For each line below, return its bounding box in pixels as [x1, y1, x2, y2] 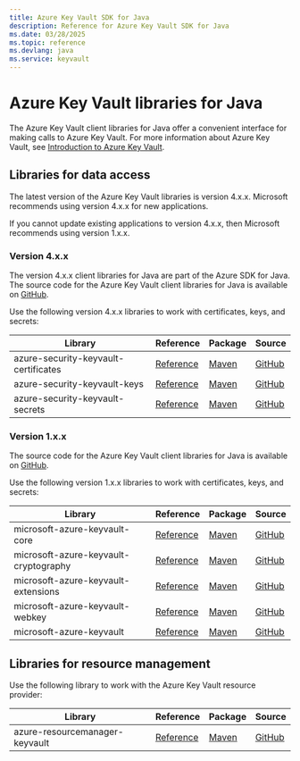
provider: [9, 690, 43, 700]
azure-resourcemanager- [13, 725, 124, 738]
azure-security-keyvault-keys [13, 378, 145, 390]
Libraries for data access [9, 167, 151, 183]
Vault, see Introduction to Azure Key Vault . [9, 141, 165, 152]
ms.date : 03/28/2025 [9, 29, 87, 38]
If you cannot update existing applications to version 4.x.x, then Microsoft [9, 218, 279, 229]
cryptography [13, 560, 71, 573]
